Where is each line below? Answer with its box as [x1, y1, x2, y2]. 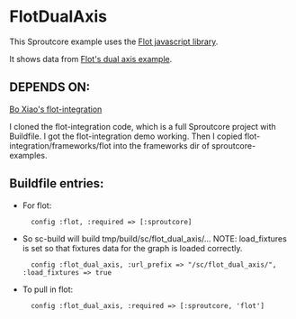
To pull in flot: [22, 284, 74, 295]
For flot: [22, 200, 52, 211]
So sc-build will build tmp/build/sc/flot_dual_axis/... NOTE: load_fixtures [22, 232, 288, 244]
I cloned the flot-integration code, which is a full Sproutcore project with [9, 121, 276, 132]
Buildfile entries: [9, 176, 104, 191]
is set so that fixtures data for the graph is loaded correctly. [22, 242, 243, 253]
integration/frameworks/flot [9, 140, 112, 150]
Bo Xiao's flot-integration [9, 104, 103, 114]
